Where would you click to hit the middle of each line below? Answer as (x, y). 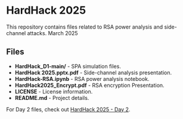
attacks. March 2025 (53, 33)
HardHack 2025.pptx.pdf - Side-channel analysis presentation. (93, 73)
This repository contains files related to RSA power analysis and (85, 27)
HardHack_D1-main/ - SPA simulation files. (68, 66)
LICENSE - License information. (54, 91)
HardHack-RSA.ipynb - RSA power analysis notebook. (82, 79)
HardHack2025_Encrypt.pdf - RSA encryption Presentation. (90, 85)
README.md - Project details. (52, 98)
